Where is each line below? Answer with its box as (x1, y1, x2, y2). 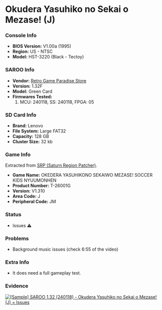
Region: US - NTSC (12, 48, 53, 54)
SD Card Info (5, 111, 36, 118)
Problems (5, 235, 29, 242)
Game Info (5, 151, 31, 158)
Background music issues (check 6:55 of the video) (12, 246, 119, 252)
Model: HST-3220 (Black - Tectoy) (12, 54, 84, 60)
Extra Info (5, 259, 29, 266)
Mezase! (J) (5, 14, 56, 25)
